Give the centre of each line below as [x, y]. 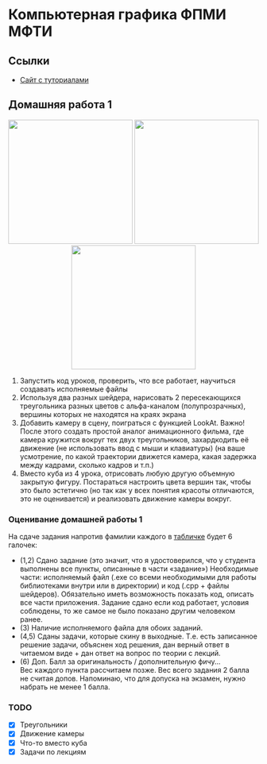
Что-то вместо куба [53, 743]
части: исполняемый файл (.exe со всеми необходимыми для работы [138, 577]
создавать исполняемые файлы [74, 389]
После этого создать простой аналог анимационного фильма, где [132, 431]
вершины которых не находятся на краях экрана [103, 414]
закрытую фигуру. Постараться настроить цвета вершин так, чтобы [135, 481]
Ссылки [29, 61]
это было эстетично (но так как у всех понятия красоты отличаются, [137, 490]
